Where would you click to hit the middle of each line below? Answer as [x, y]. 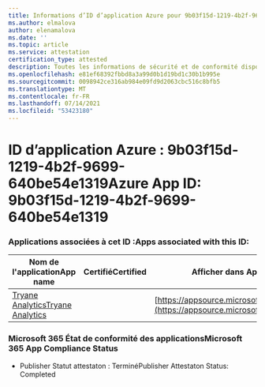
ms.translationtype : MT [47, 89]
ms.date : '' [28, 38]
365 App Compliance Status [63, 348]
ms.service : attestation [49, 52]
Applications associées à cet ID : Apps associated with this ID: [129, 242]
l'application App [44, 272]
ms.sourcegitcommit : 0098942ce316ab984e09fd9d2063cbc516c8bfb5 [114, 81]
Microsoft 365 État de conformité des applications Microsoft [125, 339]
